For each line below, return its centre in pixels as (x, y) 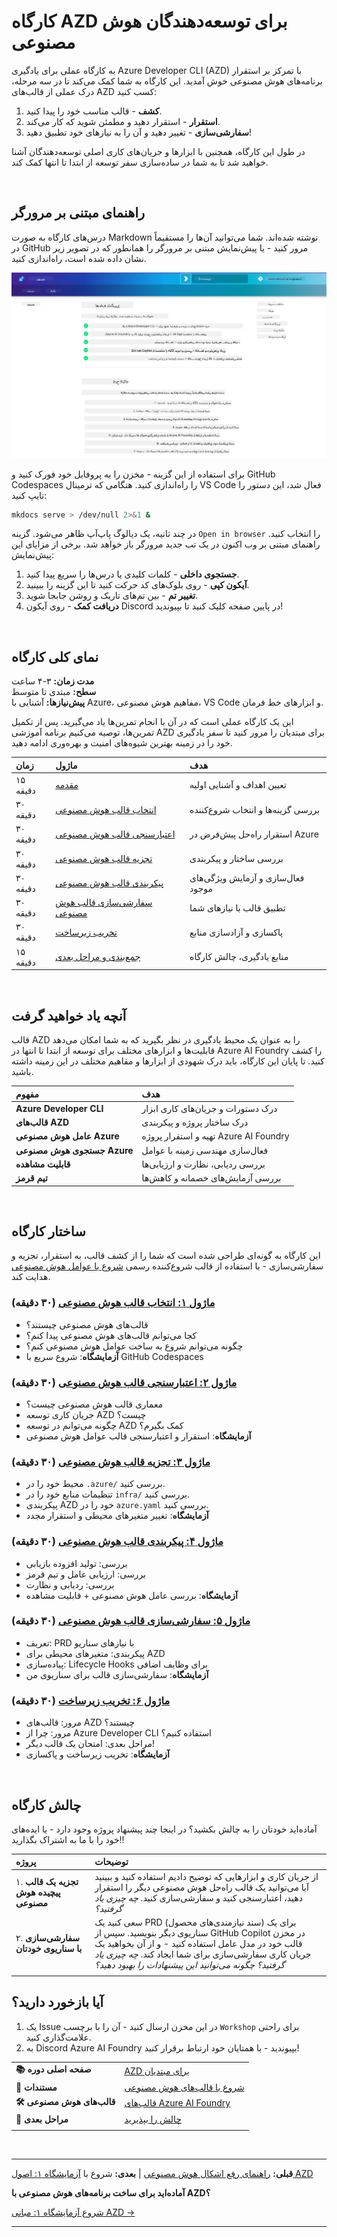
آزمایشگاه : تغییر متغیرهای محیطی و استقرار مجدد (117, 1516)
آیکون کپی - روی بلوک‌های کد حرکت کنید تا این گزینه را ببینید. (137, 585)
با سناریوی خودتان (49, 1949)
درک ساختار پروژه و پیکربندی (195, 1122)
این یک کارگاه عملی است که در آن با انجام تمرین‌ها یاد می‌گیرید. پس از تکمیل (152, 722)
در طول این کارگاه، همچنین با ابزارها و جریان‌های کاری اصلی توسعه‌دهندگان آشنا (158, 151)
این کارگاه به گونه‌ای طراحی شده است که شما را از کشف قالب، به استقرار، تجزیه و (166, 1256)
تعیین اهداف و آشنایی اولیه (238, 785)
